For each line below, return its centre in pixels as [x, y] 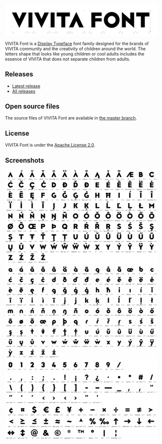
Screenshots [25, 160]
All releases [23, 91]
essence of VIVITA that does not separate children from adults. [68, 59]
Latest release [26, 86]
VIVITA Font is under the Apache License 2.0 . [50, 145]
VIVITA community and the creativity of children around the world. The [75, 49]
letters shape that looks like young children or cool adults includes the [75, 54]
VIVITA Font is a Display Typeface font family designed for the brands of [77, 43]
